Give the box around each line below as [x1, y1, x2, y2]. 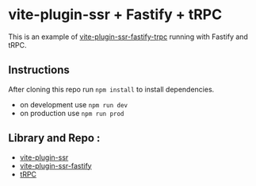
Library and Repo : [8, 131, 101, 145]
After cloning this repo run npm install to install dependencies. [8, 84, 215, 94]
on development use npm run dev [19, 99, 128, 109]
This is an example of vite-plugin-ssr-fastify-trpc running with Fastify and [8, 32, 248, 41]
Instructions [8, 64, 70, 77]
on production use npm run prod [19, 108, 124, 118]
